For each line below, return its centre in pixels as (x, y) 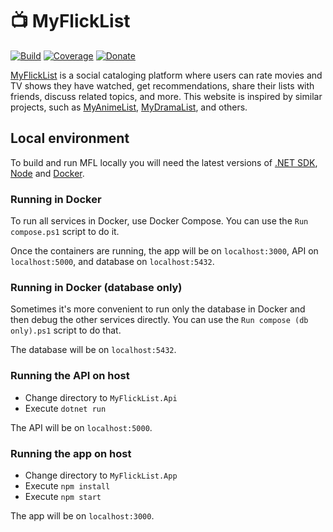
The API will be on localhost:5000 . (81, 427)
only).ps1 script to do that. (66, 330)
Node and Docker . (47, 173)
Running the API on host (70, 376)
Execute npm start (63, 496)
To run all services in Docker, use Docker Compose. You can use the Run (159, 221)
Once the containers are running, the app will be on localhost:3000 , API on (164, 251)
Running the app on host (71, 453)
